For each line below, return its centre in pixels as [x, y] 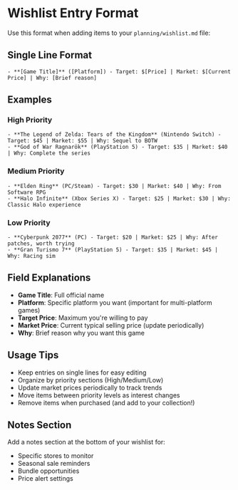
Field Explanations [49, 278]
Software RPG [27, 192]
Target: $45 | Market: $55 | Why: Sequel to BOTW [83, 141]
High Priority [30, 120]
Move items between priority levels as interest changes [99, 395]
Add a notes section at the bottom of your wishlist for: [86, 442]
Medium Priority [36, 171]
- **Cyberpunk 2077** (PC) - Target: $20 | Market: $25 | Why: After [113, 238]
